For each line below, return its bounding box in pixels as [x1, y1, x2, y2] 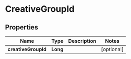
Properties [5, 23, 38, 31]
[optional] [100, 46, 124, 53]
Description [68, 38, 97, 44]
